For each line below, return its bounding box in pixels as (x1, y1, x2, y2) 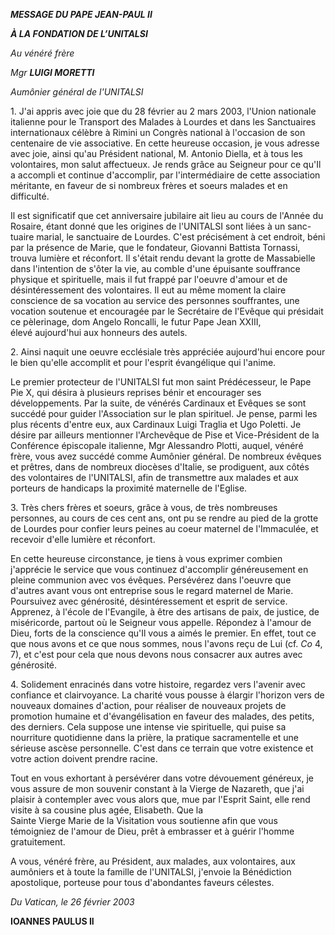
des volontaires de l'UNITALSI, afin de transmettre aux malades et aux (10, 472, 299, 483)
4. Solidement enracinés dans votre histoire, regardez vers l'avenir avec (10, 679, 307, 690)
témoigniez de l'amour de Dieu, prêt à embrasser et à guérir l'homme (10, 825, 295, 837)
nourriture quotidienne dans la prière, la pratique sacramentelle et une (10, 732, 299, 743)
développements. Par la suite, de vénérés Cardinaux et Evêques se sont (10, 397, 307, 409)
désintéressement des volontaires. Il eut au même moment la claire (10, 284, 287, 296)
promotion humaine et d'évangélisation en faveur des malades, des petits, (10, 710, 315, 722)
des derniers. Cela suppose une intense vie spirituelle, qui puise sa (10, 721, 287, 733)
